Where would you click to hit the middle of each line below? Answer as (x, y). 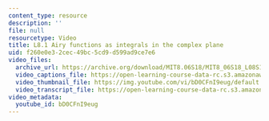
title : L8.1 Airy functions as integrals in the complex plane (116, 45)
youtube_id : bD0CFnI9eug (57, 104)
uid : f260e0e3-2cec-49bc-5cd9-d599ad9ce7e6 (82, 53)
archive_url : (37, 68)
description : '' (35, 23)
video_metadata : (35, 97)
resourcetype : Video (43, 38)
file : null (26, 30)
